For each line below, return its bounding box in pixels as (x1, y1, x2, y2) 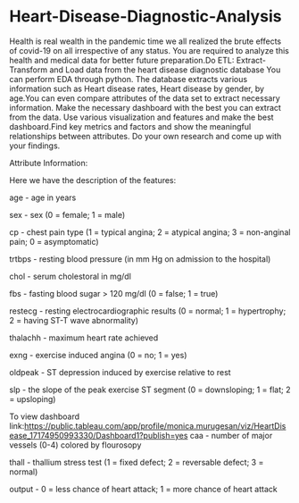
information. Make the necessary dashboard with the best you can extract (9, 102, 281, 113)
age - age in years (9, 192, 77, 203)
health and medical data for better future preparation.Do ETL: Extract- (9, 54, 266, 65)
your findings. (9, 140, 61, 151)
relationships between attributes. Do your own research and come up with (9, 130, 282, 141)
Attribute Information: (9, 157, 88, 168)
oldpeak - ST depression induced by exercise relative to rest (9, 366, 231, 377)
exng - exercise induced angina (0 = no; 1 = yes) (9, 349, 187, 360)
